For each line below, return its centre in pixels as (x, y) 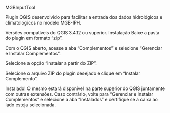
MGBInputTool (20, 7)
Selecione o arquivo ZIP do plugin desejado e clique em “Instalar (73, 73)
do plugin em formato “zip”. (34, 38)
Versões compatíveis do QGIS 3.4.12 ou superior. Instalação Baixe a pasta (82, 32)
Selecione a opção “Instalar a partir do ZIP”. (51, 63)
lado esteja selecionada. (31, 105)
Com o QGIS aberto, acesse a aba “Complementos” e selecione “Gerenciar (84, 48)
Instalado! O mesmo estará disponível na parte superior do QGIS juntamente (85, 88)
